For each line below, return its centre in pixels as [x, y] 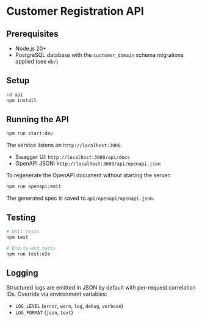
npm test [17, 237]
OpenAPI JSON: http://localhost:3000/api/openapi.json [88, 164]
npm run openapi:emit [34, 187]
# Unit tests [23, 231]
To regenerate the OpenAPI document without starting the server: [89, 175]
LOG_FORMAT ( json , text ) [44, 312]
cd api [15, 95]
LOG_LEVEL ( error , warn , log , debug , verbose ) [69, 306]
